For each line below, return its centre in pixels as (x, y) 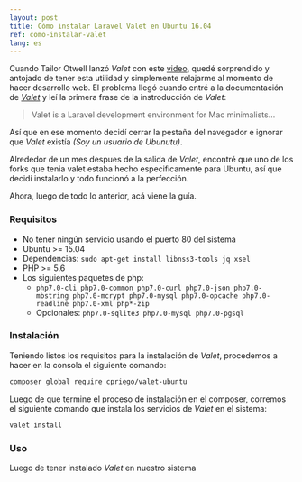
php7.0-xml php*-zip (111, 303)
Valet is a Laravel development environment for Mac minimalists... (153, 115)
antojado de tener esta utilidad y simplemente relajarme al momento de (141, 79)
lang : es (26, 43)
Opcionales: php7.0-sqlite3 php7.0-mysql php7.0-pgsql (140, 312)
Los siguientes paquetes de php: (83, 277)
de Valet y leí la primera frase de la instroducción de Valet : (118, 97)
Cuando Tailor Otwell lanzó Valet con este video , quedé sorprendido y (140, 69)
